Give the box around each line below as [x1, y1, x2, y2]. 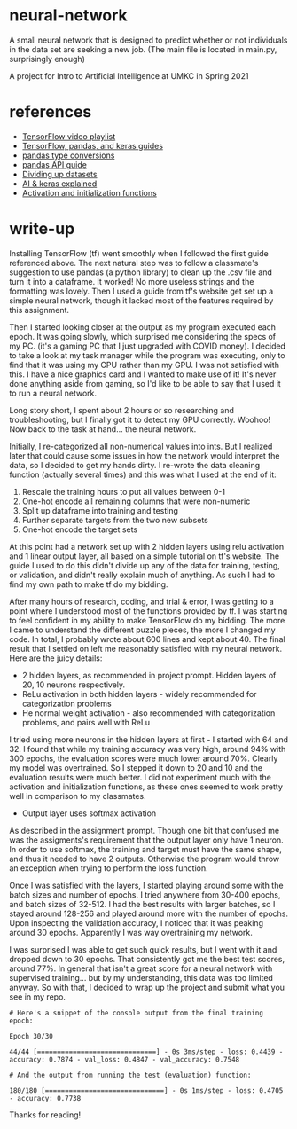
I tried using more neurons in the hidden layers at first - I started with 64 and [9, 733, 289, 745]
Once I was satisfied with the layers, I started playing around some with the [9, 880, 284, 890]
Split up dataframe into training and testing [21, 505, 179, 515]
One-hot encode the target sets [21, 524, 138, 535]
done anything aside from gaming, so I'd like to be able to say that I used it [9, 378, 281, 388]
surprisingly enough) [9, 53, 86, 64]
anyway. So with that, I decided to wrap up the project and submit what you [9, 982, 285, 992]
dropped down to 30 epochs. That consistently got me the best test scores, [9, 953, 285, 964]
